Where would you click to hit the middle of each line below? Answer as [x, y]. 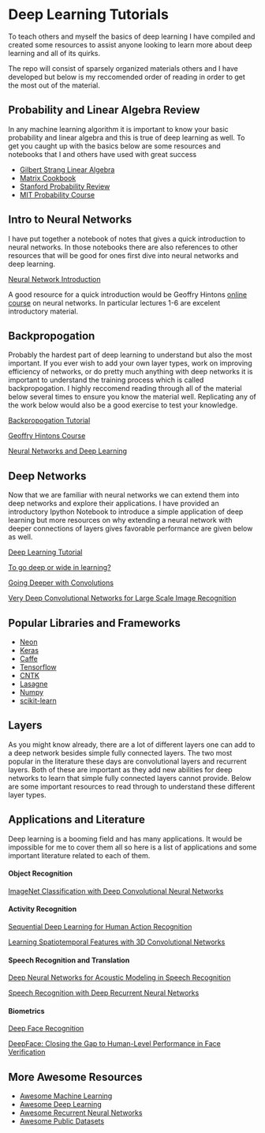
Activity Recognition [43, 909]
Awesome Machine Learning [66, 1096]
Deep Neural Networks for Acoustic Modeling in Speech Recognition [119, 977]
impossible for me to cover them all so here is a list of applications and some [132, 847]
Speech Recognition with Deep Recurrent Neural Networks [104, 993]
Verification [27, 1052]
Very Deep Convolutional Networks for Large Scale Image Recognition [122, 598]
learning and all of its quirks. [54, 53]
